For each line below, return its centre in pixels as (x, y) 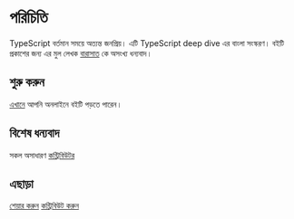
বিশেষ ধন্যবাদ (34, 133)
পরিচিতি (29, 18)
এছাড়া (21, 184)
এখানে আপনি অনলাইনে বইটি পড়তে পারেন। (66, 104)
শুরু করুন (27, 83)
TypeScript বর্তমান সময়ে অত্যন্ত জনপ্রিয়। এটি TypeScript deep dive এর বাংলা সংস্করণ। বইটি (147, 43)
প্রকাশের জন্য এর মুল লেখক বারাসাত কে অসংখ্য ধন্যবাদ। (81, 53)
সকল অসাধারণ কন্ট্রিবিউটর (42, 155)
